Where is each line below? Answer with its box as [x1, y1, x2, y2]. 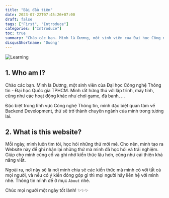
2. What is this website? [5, 127, 82, 136]
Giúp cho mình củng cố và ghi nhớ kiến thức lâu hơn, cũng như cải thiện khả [5, 152, 163, 158]
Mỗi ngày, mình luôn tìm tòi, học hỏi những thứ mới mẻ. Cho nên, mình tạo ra [5, 141, 163, 147]
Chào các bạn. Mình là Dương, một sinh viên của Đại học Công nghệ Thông [5, 82, 162, 88]
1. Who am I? [5, 69, 46, 77]
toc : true [5, 31, 26, 36]
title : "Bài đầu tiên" [5, 7, 53, 13]
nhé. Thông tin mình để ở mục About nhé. [5, 177, 91, 184]
